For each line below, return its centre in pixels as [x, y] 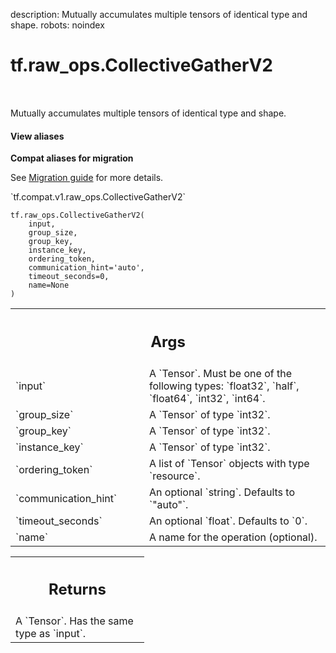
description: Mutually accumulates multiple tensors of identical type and [159, 14]
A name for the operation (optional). [233, 537]
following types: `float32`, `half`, [224, 386]
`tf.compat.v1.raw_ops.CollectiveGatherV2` [98, 197]
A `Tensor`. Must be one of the [220, 373]
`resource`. [175, 476]
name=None [49, 285]
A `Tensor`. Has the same [74, 621]
